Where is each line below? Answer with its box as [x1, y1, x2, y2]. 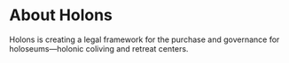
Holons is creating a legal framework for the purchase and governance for [9, 34, 280, 45]
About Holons [9, 5, 113, 25]
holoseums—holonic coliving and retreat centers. [9, 43, 189, 53]
